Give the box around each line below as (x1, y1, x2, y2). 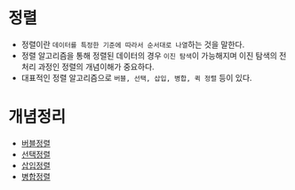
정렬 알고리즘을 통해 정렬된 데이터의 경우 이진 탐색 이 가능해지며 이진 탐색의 (20, 50, 277, 60)
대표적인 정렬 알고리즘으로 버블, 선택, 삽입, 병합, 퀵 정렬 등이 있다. (20, 72, 252, 83)
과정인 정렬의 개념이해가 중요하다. (37, 61, 155, 72)
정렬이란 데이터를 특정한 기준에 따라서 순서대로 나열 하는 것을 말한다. (20, 39, 245, 50)
